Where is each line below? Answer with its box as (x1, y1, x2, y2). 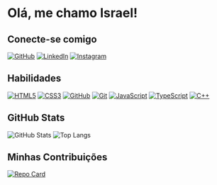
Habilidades (7, 72, 62, 84)
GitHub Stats (7, 112, 65, 124)
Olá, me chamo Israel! (7, 5, 138, 21)
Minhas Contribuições (7, 151, 108, 164)
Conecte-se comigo (7, 33, 97, 45)
